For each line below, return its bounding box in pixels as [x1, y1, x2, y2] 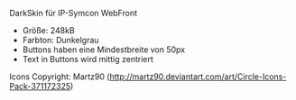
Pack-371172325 [9, 81, 71, 91]
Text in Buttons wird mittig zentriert [22, 54, 153, 64]
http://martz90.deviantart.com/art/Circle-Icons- [109, 71, 287, 82]
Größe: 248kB [22, 25, 75, 35]
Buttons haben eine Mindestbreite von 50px [22, 44, 186, 55]
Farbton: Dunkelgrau [22, 35, 99, 45]
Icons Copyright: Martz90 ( [9, 71, 110, 82]
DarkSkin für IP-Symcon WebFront [9, 8, 138, 18]
